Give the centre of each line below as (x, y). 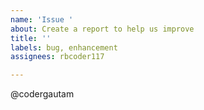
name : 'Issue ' (42, 19)
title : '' (31, 38)
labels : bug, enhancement (64, 47)
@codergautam (42, 94)
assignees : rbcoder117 (57, 57)
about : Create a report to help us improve (102, 29)
